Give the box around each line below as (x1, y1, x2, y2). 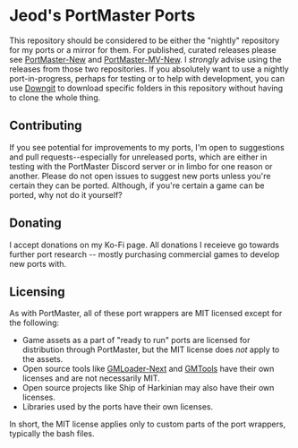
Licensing (9, 284, 65, 299)
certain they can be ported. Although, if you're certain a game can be (9, 180, 265, 191)
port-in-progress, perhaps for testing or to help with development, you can (9, 73, 285, 83)
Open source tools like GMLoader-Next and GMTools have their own (21, 364, 275, 375)
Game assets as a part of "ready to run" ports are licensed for (21, 335, 251, 346)
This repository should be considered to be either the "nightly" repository (9, 35, 280, 46)
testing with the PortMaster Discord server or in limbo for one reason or (9, 160, 273, 171)
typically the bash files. (9, 428, 96, 439)
